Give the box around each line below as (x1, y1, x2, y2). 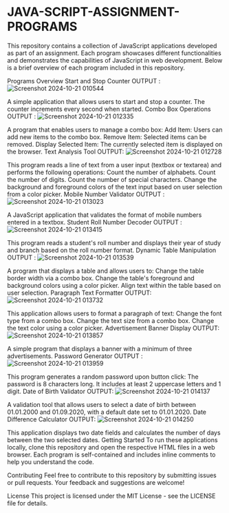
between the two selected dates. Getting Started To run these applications (7, 435, 218, 444)
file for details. (7, 499, 48, 507)
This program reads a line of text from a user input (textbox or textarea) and (7, 160, 222, 169)
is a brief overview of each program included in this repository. (7, 63, 186, 72)
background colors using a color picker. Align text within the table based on (7, 281, 221, 289)
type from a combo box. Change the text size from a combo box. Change (7, 316, 215, 324)
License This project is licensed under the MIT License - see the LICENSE (7, 492, 216, 500)
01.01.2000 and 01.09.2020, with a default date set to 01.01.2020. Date (7, 408, 207, 416)
